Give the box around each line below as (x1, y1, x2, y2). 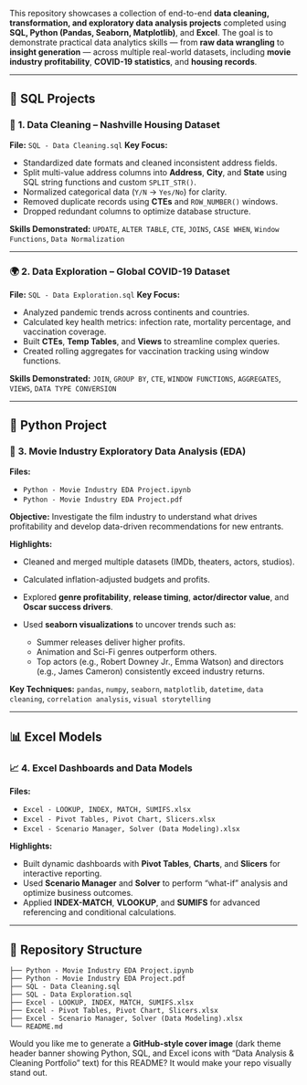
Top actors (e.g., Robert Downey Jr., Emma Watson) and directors (36, 656, 285, 667)
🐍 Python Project (9, 417, 107, 433)
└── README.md (9, 1022, 64, 1031)
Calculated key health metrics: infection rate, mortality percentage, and (22, 316, 291, 327)
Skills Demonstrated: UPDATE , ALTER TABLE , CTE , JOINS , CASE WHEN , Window (9, 223, 281, 234)
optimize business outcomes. (22, 888, 134, 899)
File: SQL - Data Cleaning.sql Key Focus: (9, 139, 168, 150)
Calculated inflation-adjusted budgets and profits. (22, 574, 210, 585)
